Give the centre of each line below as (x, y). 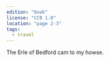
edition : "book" (27, 12)
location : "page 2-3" (34, 23)
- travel (23, 35)
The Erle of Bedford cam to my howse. (55, 52)
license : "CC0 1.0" (31, 18)
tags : (13, 29)
